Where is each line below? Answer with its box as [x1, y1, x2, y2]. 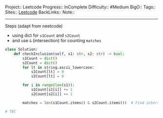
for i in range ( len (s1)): [22, 83, 75, 88]
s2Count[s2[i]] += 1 [31, 91, 73, 96]
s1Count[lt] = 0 [31, 70, 64, 74]
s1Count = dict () [22, 56, 57, 61]
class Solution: [5, 47, 38, 52]
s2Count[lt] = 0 [31, 74, 64, 79]
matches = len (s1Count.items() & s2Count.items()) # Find [22, 100, 145, 105]
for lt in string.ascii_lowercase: [22, 65, 95, 70]
